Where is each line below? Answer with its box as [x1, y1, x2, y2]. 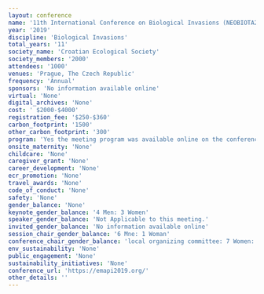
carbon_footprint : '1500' [8, 121, 93, 129]
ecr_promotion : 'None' [8, 172, 82, 180]
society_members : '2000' [8, 56, 90, 64]
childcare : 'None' [8, 150, 68, 158]
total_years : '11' [8, 41, 68, 49]
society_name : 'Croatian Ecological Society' [8, 48, 159, 56]
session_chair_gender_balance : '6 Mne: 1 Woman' [8, 230, 170, 238]
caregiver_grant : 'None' [8, 158, 90, 165]
